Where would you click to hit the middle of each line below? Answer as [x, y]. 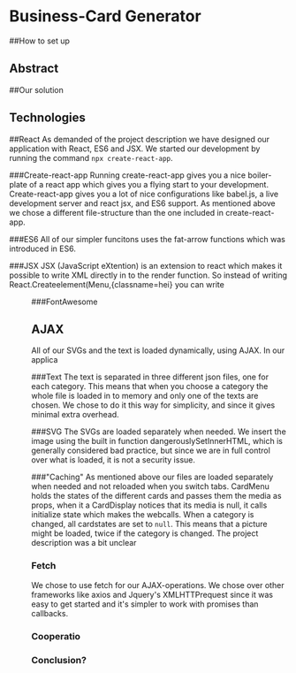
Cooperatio [56, 636]
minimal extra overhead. [75, 415]
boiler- [259, 175]
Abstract [34, 69]
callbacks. [50, 613]
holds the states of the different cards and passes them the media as [156, 496]
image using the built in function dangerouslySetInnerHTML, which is [157, 441]
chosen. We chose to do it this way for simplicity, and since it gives [153, 405]
